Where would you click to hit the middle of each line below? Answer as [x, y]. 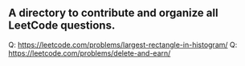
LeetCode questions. [62, 26]
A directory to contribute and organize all [113, 13]
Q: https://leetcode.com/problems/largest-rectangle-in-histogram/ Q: [123, 45]
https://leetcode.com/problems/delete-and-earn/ [90, 53]
